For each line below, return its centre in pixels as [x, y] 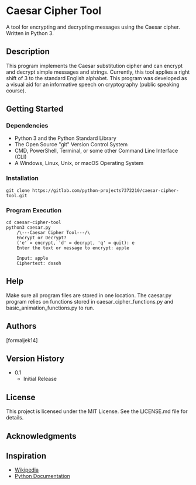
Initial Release [40, 379]
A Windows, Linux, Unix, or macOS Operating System [79, 163]
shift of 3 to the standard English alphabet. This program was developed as [97, 78]
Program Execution [34, 210]
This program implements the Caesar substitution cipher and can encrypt [94, 66]
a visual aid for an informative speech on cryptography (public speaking [93, 84]
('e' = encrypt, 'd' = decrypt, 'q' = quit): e [75, 243]
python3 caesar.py [28, 228]
